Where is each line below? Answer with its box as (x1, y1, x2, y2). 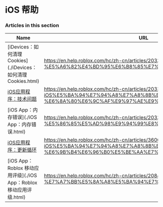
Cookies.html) (7, 78, 40, 85)
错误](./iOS (12, 114, 37, 121)
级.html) (7, 194, 26, 201)
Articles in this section (5, 22, 59, 29)
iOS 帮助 (5, 4, 39, 16)
